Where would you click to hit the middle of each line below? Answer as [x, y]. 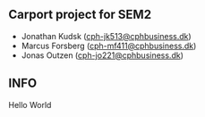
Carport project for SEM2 [80, 15]
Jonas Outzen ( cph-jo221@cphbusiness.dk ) [102, 55]
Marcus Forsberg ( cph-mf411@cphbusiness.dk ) [109, 46]
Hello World [30, 104]
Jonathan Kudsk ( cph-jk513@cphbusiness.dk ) [106, 36]
